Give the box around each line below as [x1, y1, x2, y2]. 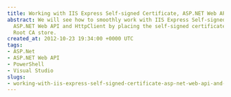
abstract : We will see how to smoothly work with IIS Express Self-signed [7, 16, 226, 23]
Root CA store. [13, 29, 57, 36]
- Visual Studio [7, 67, 54, 74]
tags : [7, 42, 23, 48]
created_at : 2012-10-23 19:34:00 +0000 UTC [7, 36, 134, 42]
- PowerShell [7, 61, 45, 68]
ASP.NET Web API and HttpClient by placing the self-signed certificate [13, 23, 226, 29]
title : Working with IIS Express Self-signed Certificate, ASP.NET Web [7, 10, 217, 17]
